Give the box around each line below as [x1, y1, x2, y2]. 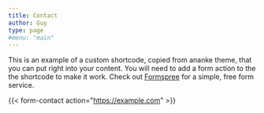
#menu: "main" [8, 33, 55, 42]
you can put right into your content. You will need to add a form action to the [8, 64, 256, 73]
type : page [8, 26, 44, 34]
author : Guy [8, 19, 47, 27]
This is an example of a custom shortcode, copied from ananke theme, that [8, 55, 252, 65]
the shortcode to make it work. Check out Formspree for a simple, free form [8, 72, 255, 81]
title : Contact [8, 11, 58, 20]
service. [8, 81, 35, 90]
